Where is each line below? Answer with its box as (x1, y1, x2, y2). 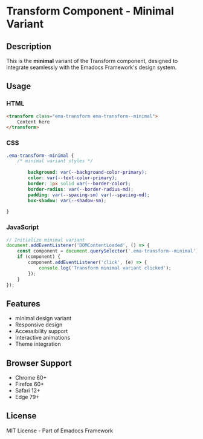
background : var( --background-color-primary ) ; (28, 170, 147, 176)
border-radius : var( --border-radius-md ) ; (28, 186, 134, 192)
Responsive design (14, 321, 63, 328)
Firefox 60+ (14, 380, 44, 388)
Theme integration (14, 340, 62, 348)
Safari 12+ (14, 387, 40, 394)
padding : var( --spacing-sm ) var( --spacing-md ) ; (28, 192, 150, 198)
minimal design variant (14, 315, 72, 322)
